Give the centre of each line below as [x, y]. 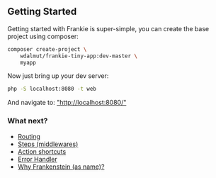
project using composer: [43, 36]
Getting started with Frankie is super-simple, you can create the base [108, 28]
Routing [29, 136]
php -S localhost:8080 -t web [52, 89]
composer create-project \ [47, 49]
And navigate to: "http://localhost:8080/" [67, 103]
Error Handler [38, 159]
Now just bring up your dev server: [58, 76]
